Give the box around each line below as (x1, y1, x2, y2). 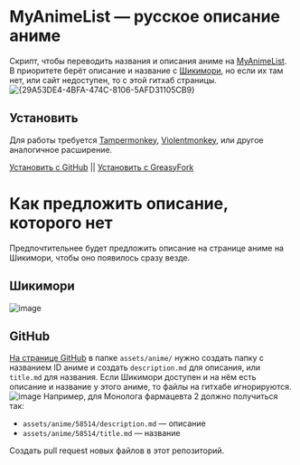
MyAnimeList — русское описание (9, 6, 281, 27)
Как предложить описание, (9, 193, 229, 214)
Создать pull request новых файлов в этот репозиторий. (9, 445, 225, 456)
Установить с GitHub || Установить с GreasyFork (9, 161, 194, 173)
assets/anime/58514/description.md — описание (22, 418, 206, 429)
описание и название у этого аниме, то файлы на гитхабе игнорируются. (9, 382, 292, 393)
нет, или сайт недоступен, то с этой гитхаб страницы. (9, 74, 217, 85)
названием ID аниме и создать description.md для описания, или (9, 362, 260, 373)
